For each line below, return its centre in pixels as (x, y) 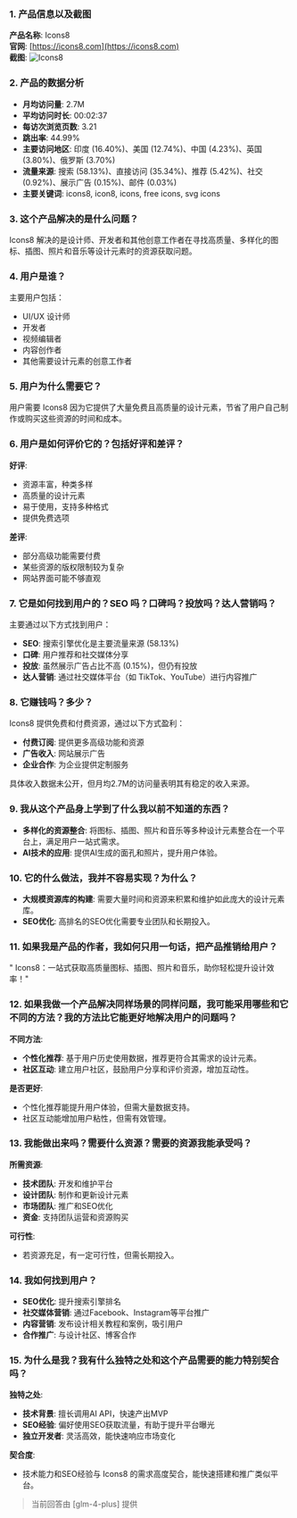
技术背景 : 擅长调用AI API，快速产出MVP (95, 1414)
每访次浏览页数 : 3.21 (59, 126)
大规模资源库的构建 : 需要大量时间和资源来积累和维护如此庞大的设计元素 (153, 898)
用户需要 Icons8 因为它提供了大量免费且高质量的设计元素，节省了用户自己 (145, 407)
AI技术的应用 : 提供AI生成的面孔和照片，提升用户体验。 (122, 852)
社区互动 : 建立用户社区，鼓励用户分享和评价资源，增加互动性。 (138, 1069)
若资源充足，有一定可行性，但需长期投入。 (100, 1255)
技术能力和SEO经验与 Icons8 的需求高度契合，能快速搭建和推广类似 (146, 1474)
